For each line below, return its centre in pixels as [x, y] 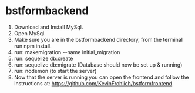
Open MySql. [30, 33]
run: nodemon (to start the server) [55, 71]
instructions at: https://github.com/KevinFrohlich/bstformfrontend [93, 83]
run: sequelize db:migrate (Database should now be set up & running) [98, 64]
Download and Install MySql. [48, 27]
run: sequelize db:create [43, 58]
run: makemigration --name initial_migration [67, 52]
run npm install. [33, 46]
